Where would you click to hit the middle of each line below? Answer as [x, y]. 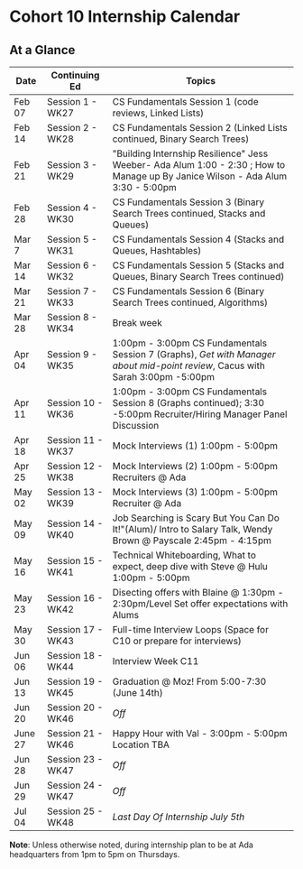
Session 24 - [75, 785]
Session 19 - [75, 681]
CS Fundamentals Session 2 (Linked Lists [200, 128]
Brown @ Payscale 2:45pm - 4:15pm [192, 541]
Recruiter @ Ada [147, 503]
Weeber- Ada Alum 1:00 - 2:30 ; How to [199, 165]
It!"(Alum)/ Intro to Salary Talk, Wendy [193, 529]
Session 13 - [75, 492]
